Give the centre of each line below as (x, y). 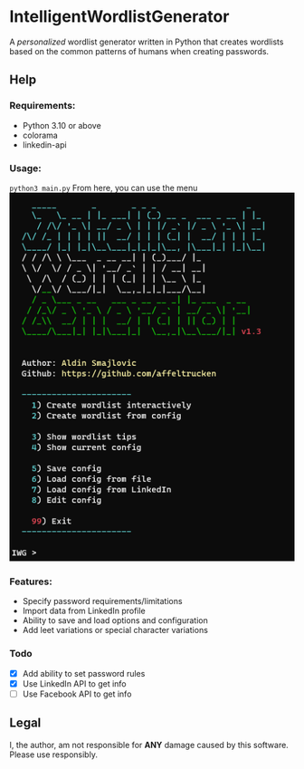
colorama (40, 135)
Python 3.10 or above (62, 125)
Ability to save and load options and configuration (115, 620)
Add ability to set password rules (84, 673)
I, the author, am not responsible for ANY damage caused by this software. (149, 745)
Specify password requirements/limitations (102, 601)
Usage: (26, 168)
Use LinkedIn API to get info (74, 683)
